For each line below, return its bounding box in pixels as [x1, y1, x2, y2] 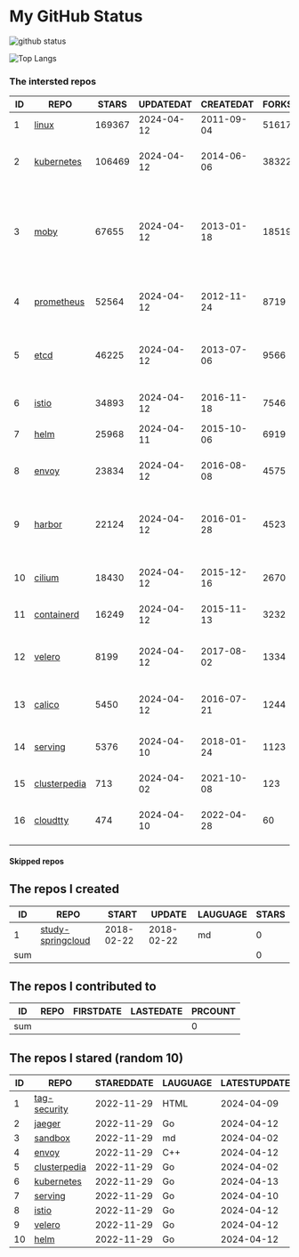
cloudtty [34, 815, 69, 827]
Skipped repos [9, 856, 65, 866]
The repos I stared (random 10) [9, 1050, 184, 1066]
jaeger [34, 1117, 61, 1130]
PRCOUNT [190, 1005, 237, 1018]
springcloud [39, 934, 91, 946]
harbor [34, 518, 62, 531]
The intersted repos [9, 75, 97, 87]
